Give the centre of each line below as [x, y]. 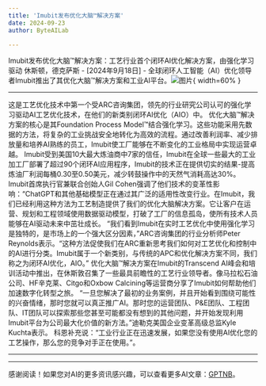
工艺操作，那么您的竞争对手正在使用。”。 [74, 342]
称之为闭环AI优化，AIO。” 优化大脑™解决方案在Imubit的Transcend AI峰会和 [129, 263]
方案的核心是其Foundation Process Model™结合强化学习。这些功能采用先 [127, 124]
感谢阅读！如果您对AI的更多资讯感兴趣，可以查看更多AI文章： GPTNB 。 [124, 374]
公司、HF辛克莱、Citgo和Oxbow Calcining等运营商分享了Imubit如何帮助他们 [132, 283]
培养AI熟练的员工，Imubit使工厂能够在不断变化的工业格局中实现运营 [140, 144]
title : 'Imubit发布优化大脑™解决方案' [66, 15]
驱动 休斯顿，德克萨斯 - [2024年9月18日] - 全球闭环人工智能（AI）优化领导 [130, 71]
